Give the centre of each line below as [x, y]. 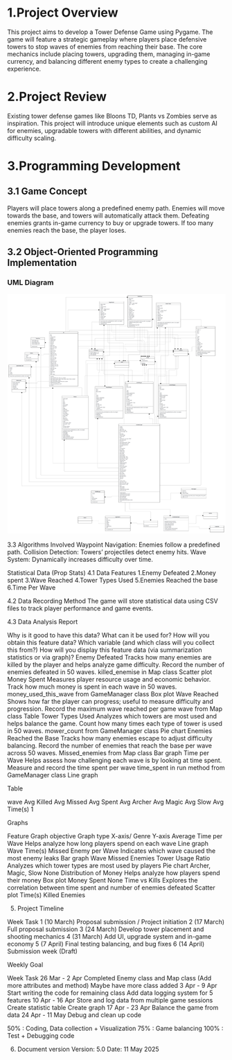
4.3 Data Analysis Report [43, 621]
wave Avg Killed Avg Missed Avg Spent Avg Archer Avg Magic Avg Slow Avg [115, 802]
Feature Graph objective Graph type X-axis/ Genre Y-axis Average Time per [115, 836]
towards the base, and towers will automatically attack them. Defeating [108, 215]
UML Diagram [30, 283]
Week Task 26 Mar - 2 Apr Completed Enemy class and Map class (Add [109, 978]
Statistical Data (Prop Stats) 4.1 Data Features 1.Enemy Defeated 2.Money [112, 572]
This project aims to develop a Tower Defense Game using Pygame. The [110, 32]
